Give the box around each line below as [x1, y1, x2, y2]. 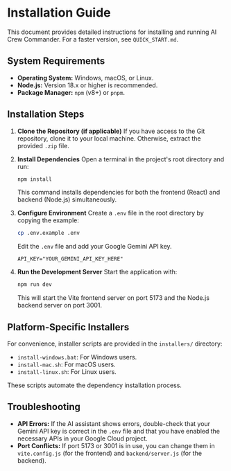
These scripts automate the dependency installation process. [7, 381, 182, 389]
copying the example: [17, 216, 80, 224]
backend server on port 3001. [17, 301, 103, 310]
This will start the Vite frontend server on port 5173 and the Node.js [17, 294, 210, 302]
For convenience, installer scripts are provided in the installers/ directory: [7, 339, 223, 348]
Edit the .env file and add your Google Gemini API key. [17, 242, 172, 251]
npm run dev [17, 281, 52, 288]
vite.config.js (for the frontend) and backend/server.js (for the [17, 449, 203, 457]
